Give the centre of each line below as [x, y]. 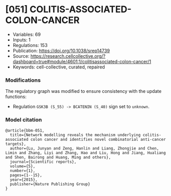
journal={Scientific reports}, [43, 162]
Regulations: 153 [30, 45]
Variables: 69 [27, 34]
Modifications [23, 80]
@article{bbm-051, [25, 130]
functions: [16, 97]
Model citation [24, 120]
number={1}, [23, 170]
